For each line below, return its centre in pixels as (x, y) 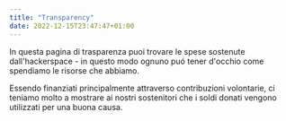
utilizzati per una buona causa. (66, 107)
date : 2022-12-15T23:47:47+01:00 (72, 26)
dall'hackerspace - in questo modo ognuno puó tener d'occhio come (137, 61)
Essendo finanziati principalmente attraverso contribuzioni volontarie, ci (143, 88)
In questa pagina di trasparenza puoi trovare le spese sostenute (127, 51)
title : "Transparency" (52, 17)
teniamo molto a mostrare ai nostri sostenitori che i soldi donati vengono (143, 97)
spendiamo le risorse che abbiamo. (74, 70)
